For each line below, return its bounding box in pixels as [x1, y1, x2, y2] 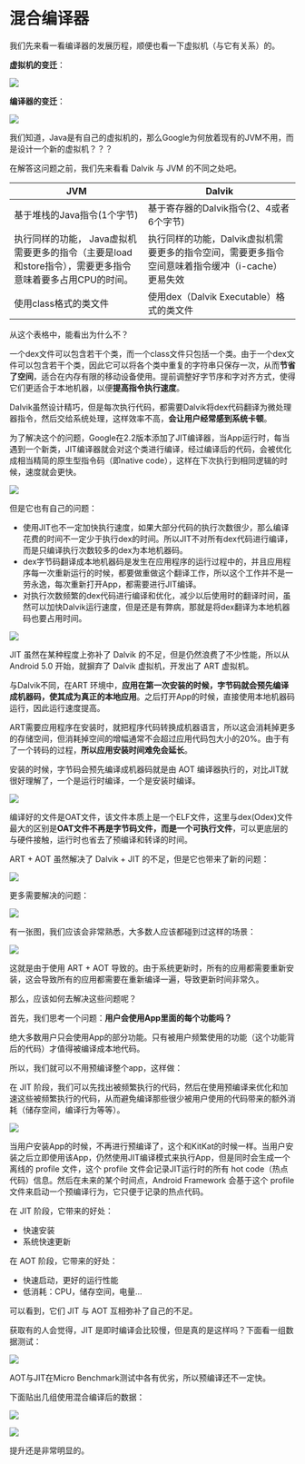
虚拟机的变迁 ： [9, 59, 65, 70]
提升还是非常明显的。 [9, 1445, 89, 1456]
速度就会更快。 [25, 466, 82, 477]
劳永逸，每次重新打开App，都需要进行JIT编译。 [22, 579, 202, 589]
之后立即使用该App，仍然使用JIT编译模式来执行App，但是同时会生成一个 [16, 1152, 290, 1162]
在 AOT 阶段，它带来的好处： [9, 1255, 118, 1266]
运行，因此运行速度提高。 [9, 702, 105, 713]
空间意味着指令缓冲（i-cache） [148, 260, 283, 272]
